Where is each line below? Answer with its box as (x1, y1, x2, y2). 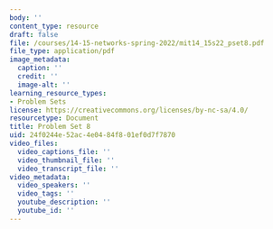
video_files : (9, 139, 59, 148)
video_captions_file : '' (17, 147, 111, 156)
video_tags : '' (17, 189, 75, 198)
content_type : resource (9, 22, 99, 31)
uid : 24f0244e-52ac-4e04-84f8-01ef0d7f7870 (9, 131, 176, 140)
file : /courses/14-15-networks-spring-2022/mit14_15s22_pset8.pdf (9, 38, 265, 48)
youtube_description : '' (17, 197, 111, 207)
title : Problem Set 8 (9, 123, 91, 132)
